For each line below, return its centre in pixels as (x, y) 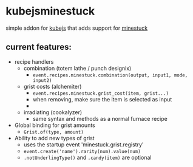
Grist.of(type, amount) (54, 132)
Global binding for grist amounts (55, 125)
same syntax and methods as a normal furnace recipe (100, 118)
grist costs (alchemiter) (52, 86)
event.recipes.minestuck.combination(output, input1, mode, (110, 75)
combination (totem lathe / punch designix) (77, 68)
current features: (39, 47)
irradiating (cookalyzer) (53, 112)
